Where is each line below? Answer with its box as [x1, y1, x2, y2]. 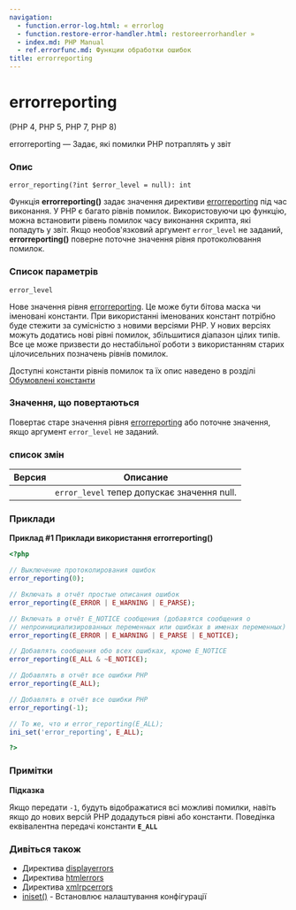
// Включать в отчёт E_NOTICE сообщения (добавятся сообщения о [9, 614, 251, 623]
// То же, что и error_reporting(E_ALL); [9, 719, 164, 729]
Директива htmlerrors [21, 872, 104, 883]
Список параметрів [9, 266, 99, 278]
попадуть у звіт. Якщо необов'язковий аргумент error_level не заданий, [9, 225, 284, 235]
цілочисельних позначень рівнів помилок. [9, 348, 169, 359]
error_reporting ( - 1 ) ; [9, 703, 89, 713]
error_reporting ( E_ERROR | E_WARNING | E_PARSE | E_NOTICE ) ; [9, 630, 239, 640]
